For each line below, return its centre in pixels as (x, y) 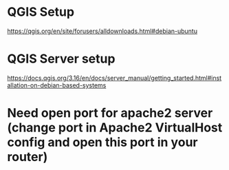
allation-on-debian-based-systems (57, 85)
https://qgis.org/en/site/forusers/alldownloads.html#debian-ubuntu (102, 31)
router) (28, 157)
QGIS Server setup (61, 59)
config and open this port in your (102, 142)
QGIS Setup (41, 12)
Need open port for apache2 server (110, 113)
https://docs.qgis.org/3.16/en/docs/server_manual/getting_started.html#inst (115, 78)
